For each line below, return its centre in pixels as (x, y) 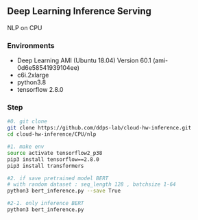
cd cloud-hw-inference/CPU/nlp (52, 134)
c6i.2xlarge (33, 75)
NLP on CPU (25, 27)
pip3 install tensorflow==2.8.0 (53, 159)
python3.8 (32, 82)
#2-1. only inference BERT (46, 204)
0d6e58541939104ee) (48, 68)
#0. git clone (27, 122)
